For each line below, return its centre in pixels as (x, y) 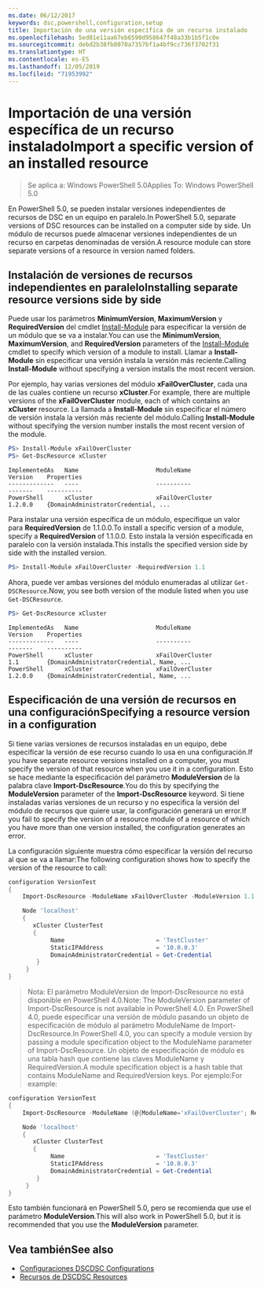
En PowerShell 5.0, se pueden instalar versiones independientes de (117, 209)
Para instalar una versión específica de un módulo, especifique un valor (124, 520)
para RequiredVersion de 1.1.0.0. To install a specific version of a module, (126, 528)
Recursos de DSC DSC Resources (73, 1277)
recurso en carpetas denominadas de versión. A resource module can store (130, 242)
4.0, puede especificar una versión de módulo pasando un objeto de (138, 1017)
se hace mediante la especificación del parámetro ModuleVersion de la (124, 777)
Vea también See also (61, 1249)
